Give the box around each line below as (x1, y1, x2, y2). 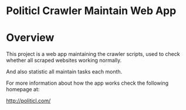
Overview (6, 31, 55, 45)
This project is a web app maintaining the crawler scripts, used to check (6, 51, 180, 58)
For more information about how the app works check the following (6, 79, 169, 86)
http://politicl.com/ (6, 97, 51, 104)
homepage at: (6, 86, 40, 93)
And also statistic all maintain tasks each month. (6, 68, 123, 75)
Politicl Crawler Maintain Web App (6, 4, 177, 18)
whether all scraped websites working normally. (6, 57, 122, 64)
